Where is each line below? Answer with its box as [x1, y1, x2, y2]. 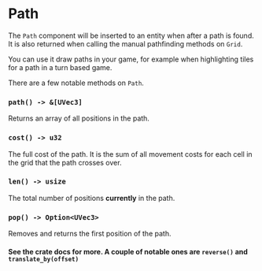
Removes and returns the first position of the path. [8, 229, 172, 239]
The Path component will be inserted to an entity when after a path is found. [8, 31, 254, 40]
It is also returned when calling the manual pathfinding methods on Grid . [8, 39, 243, 48]
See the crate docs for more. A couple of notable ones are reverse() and [8, 247, 248, 256]
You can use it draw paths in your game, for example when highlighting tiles [8, 54, 254, 64]
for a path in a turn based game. [8, 62, 113, 72]
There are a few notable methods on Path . [8, 78, 144, 87]
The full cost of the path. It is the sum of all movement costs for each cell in [8, 149, 253, 158]
